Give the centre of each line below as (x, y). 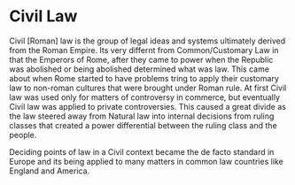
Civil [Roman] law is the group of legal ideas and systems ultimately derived (147, 41)
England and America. (50, 171)
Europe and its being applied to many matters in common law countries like (146, 161)
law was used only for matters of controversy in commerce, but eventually (145, 97)
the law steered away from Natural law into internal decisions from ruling (142, 116)
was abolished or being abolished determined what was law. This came (140, 69)
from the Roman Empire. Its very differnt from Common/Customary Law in (144, 50)
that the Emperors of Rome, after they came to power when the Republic (141, 59)
